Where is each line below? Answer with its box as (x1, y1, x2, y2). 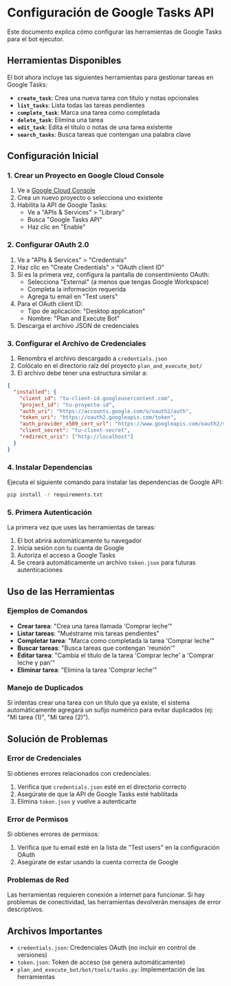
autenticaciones (16, 566, 63, 574)
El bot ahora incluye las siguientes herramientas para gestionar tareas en (7, 73, 214, 81)
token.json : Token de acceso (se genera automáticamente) (16, 958, 186, 967)
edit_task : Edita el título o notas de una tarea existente (16, 122, 173, 131)
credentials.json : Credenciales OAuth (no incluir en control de (16, 943, 196, 952)
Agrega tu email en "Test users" (27, 292, 118, 300)
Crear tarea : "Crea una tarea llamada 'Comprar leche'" (16, 622, 173, 630)
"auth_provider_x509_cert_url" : (19, 421, 112, 428)
